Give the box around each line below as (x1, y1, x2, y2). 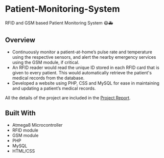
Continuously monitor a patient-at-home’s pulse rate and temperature (12, 49, 153, 55)
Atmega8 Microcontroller (12, 122, 63, 128)
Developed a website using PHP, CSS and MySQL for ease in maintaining (12, 80, 160, 86)
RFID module (12, 127, 38, 133)
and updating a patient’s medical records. (12, 85, 96, 91)
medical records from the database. (12, 75, 85, 81)
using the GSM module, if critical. (12, 59, 80, 65)
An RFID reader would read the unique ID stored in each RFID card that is (12, 65, 160, 70)
